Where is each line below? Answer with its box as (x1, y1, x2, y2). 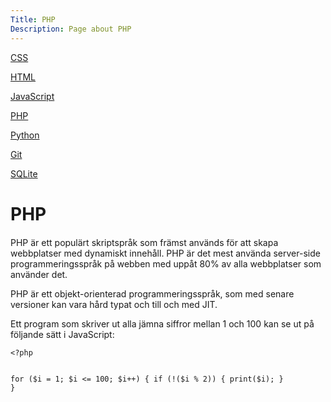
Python (10, 129, 40, 141)
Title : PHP (10, 14, 56, 25)
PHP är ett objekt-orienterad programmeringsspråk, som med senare (10, 287, 295, 300)
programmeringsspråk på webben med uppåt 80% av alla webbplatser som (10, 257, 322, 270)
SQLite (10, 167, 38, 180)
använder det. (10, 268, 68, 280)
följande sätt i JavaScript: (10, 328, 115, 340)
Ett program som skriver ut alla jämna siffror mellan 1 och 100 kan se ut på (10, 317, 315, 330)
